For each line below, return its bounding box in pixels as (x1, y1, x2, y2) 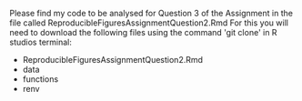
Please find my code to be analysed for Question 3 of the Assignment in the (9, 8, 294, 18)
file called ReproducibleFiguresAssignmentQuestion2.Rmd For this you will (9, 17, 289, 28)
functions (22, 74, 59, 85)
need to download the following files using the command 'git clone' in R (9, 27, 277, 37)
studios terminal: (9, 36, 73, 47)
